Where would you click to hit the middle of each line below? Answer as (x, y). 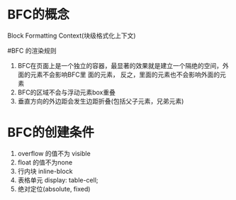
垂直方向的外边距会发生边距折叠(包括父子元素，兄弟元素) (101, 101)
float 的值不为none (45, 162)
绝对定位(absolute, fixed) (54, 189)
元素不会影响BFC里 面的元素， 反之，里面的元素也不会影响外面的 (125, 74)
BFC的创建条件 (51, 133)
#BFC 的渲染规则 (32, 50)
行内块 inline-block (45, 171)
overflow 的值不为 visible (54, 153)
